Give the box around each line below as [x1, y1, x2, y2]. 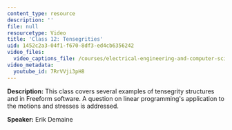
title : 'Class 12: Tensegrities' [7, 36, 104, 43]
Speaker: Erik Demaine [7, 115, 74, 123]
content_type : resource [7, 10, 76, 17]
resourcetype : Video [7, 29, 67, 37]
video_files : [7, 49, 45, 56]
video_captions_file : [13, 55, 76, 62]
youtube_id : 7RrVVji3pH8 [13, 68, 85, 75]
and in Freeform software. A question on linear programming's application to [7, 94, 224, 102]
